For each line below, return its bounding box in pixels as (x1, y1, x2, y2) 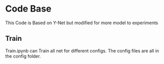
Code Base (5, 3, 51, 15)
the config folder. (5, 53, 41, 59)
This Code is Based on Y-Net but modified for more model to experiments (5, 20, 158, 26)
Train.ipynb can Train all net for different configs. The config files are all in (5, 47, 159, 53)
